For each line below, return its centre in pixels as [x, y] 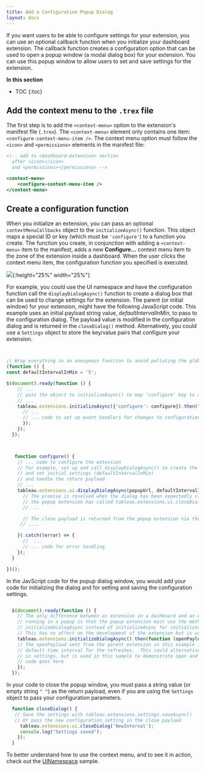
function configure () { [45, 456]
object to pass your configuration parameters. [64, 698]
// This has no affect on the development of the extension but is [105, 633]
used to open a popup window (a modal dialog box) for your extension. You [101, 54]
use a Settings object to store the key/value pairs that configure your [93, 333]
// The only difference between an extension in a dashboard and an [106, 616]
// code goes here [41, 661]
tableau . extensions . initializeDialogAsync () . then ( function [94, 639]
